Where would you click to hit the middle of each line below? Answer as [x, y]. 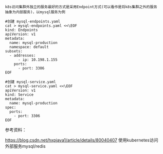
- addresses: [23, 55]
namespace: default [29, 47]
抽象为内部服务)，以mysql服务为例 [35, 12]
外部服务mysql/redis [25, 146]
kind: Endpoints [21, 30]
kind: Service [19, 95]
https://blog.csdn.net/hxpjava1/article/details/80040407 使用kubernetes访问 [81, 140]
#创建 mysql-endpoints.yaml [33, 21]
